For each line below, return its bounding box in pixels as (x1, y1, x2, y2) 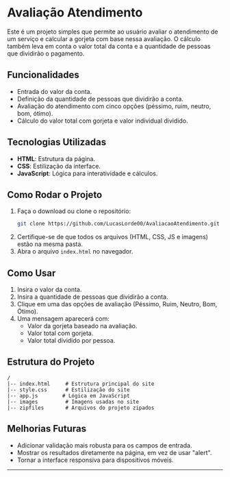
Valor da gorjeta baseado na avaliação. (27, 322, 138, 330)
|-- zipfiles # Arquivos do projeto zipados (7, 404, 155, 411)
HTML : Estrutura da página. (16, 154, 96, 162)
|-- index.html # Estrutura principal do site (7, 380, 155, 387)
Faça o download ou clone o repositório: (16, 207, 131, 215)
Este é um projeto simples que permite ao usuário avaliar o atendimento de (7, 27, 218, 36)
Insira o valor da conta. (16, 286, 82, 294)
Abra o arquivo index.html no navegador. (16, 247, 133, 256)
